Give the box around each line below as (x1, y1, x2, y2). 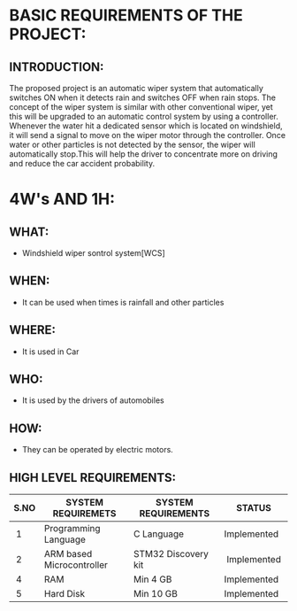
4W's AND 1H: (9, 189, 116, 209)
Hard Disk (43, 588, 86, 600)
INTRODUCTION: (9, 59, 104, 74)
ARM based (43, 548, 93, 561)
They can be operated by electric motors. (21, 445, 174, 455)
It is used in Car (21, 346, 80, 357)
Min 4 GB (133, 573, 172, 585)
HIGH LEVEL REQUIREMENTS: (9, 470, 177, 485)
